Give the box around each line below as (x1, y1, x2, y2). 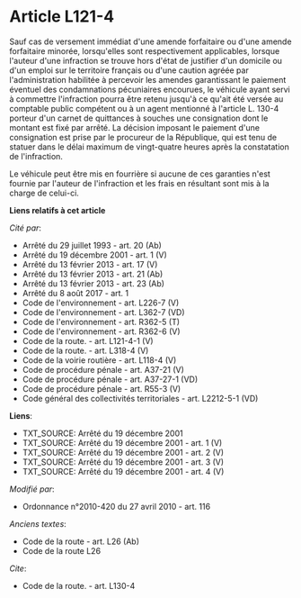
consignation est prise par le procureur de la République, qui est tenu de (9, 131, 277, 142)
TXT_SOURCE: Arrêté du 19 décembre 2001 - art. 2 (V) (22, 447, 225, 458)
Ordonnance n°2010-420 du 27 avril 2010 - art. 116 (22, 501, 211, 512)
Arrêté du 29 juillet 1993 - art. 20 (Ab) (22, 240, 162, 250)
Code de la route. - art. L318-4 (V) (22, 345, 149, 356)
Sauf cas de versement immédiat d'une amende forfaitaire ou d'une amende (9, 36, 292, 47)
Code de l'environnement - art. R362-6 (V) (22, 326, 181, 337)
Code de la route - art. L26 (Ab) (22, 536, 140, 547)
